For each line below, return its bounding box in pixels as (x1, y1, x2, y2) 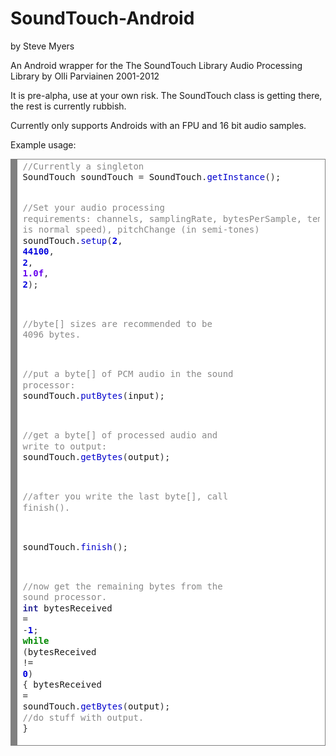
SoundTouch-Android (10, 7, 195, 30)
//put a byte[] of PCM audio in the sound (22, 368, 234, 380)
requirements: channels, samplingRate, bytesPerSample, (22, 213, 303, 224)
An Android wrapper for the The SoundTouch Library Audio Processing (10, 59, 303, 71)
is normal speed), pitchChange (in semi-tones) (22, 224, 260, 236)
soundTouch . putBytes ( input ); (22, 390, 166, 402)
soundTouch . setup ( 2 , (22, 235, 123, 246)
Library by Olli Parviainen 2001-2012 (10, 70, 160, 82)
